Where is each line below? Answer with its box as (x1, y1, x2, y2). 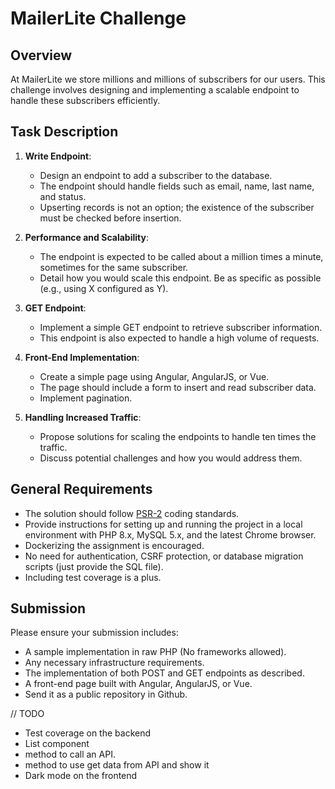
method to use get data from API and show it (24, 759, 210, 771)
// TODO (10, 708, 45, 720)
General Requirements (10, 481, 153, 498)
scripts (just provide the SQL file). (24, 560, 164, 572)
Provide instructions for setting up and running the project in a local (24, 518, 303, 530)
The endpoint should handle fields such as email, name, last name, (39, 180, 315, 192)
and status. (39, 190, 87, 202)
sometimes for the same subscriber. (39, 261, 189, 273)
